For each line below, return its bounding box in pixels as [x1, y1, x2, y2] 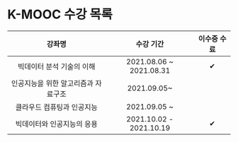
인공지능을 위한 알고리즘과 [11, 78, 93, 88]
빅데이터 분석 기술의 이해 [17, 61, 96, 71]
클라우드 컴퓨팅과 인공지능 [15, 102, 98, 112]
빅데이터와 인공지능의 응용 [15, 119, 98, 129]
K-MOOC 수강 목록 [7, 6, 113, 23]
